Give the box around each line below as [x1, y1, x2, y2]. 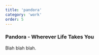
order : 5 [5, 17, 24, 22]
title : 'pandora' [5, 7, 42, 13]
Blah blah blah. [5, 45, 37, 51]
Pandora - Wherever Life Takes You [5, 33, 94, 40]
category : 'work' [5, 12, 42, 17]
